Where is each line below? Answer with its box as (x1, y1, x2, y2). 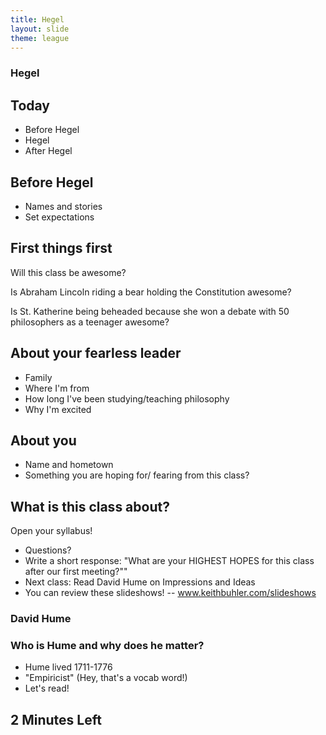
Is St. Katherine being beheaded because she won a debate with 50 (10, 305, 290, 317)
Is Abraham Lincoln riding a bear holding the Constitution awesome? (10, 286, 292, 298)
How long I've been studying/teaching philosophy (24, 392, 230, 405)
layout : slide (10, 24, 70, 34)
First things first (10, 240, 113, 257)
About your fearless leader (10, 345, 182, 362)
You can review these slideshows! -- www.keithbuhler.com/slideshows (24, 587, 317, 599)
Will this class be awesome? (10, 266, 127, 278)
